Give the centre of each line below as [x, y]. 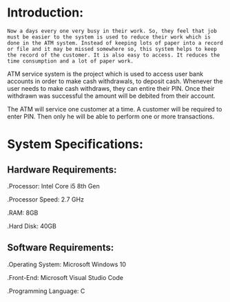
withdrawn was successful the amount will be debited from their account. [111, 96]
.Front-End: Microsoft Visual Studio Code [65, 277]
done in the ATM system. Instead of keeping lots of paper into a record [115, 43]
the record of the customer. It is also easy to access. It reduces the [114, 55]
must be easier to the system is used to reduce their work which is [109, 37]
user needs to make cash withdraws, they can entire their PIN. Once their [111, 88]
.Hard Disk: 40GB [32, 226]
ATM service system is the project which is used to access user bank [105, 74]
